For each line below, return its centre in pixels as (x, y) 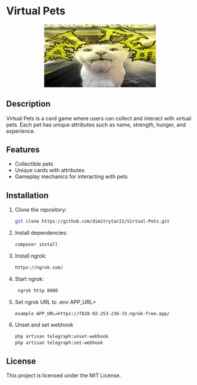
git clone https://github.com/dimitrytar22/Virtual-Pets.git (92, 222)
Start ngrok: (29, 279)
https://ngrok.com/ (39, 267)
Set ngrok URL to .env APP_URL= (55, 302)
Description (28, 104)
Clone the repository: (41, 210)
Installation (27, 195)
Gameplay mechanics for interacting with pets (71, 176)
